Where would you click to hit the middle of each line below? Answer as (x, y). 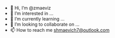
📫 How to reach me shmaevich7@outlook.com (60, 30)
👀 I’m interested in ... (32, 13)
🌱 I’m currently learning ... (37, 19)
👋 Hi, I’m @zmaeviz (30, 8)
